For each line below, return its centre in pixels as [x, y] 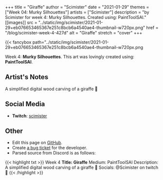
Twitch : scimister [29, 115]
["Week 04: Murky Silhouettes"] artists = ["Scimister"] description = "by [77, 12]
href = [152, 28]
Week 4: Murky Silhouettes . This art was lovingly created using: [70, 57]
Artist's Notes [27, 77]
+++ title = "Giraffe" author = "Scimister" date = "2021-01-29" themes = [77, 7]
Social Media [25, 104]
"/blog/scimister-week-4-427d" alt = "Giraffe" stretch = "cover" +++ [74, 33]
